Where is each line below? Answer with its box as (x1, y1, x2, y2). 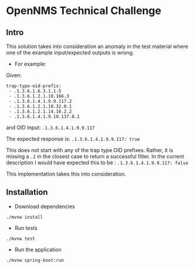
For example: (14, 60, 46, 67)
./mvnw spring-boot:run (6, 257, 64, 263)
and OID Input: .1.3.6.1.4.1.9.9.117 (6, 124, 95, 131)
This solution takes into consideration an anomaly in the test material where (6, 43, 189, 50)
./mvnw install (6, 214, 43, 220)
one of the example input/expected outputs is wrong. (6, 49, 134, 56)
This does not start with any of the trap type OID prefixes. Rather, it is (6, 147, 173, 153)
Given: (6, 72, 22, 78)
